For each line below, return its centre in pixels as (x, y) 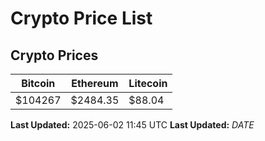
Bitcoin (38, 83)
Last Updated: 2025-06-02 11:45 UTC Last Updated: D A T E (132, 125)
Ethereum (95, 83)
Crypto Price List (81, 18)
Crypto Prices (54, 55)
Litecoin (148, 83)
